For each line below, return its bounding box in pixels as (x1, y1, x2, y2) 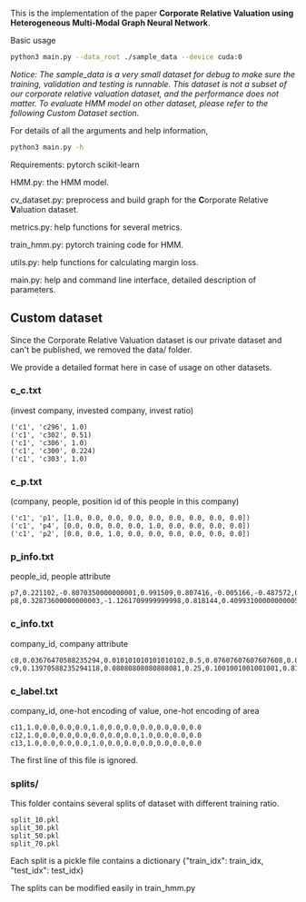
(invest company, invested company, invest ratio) (10, 404, 194, 416)
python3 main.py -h (10, 143, 84, 152)
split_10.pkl (10, 816, 60, 825)
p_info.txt (10, 550, 54, 563)
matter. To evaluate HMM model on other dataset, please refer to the (10, 97, 269, 108)
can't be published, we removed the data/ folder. (10, 344, 192, 355)
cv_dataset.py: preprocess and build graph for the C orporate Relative (10, 194, 269, 205)
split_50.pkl (10, 831, 60, 841)
